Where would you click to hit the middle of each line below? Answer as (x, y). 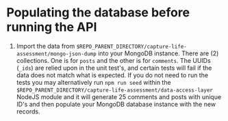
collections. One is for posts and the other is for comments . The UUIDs (114, 60)
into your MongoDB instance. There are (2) (158, 53)
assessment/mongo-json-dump (56, 54)
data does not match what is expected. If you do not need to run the (112, 75)
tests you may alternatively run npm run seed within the (94, 82)
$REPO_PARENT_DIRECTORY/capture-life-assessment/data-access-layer (114, 90)
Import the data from (46, 46)
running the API (52, 27)
